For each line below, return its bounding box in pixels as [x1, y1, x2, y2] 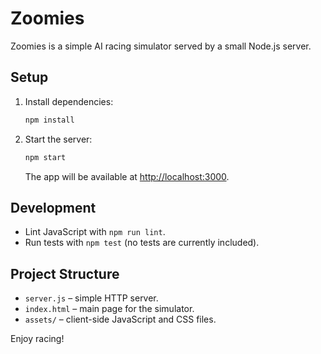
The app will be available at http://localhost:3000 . [24, 170, 230, 182]
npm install [24, 115, 75, 125]
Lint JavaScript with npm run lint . [24, 226, 166, 238]
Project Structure [10, 265, 120, 282]
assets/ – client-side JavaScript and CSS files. [24, 313, 217, 326]
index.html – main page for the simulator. [24, 303, 195, 315]
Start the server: [24, 133, 93, 145]
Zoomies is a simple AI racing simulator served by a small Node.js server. [10, 40, 312, 52]
